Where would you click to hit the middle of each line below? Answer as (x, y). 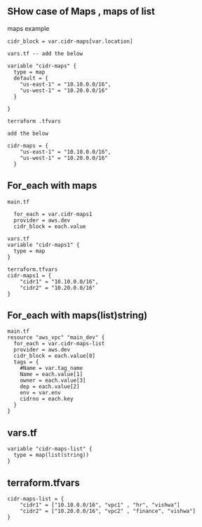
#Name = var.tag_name (51, 368)
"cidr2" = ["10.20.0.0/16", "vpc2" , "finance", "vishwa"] (108, 512)
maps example (28, 28)
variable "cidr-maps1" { (43, 245)
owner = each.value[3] (53, 381)
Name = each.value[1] (51, 375)
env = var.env (40, 393)
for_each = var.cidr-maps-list (59, 344)
